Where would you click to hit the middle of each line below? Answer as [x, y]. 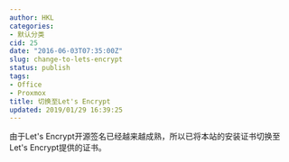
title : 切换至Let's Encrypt [60, 101]
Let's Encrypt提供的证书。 [58, 148]
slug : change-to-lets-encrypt [66, 59]
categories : [32, 26]
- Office [26, 85]
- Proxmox [28, 93]
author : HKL [32, 18]
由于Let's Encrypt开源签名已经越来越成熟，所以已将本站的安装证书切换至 [145, 137]
